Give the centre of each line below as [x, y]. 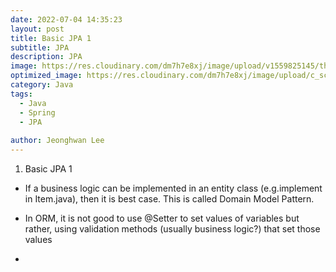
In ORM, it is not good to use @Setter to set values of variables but [162, 218]
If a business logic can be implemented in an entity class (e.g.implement [173, 188]
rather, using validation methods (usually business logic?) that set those [172, 229]
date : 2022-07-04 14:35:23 [66, 19]
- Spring [37, 112]
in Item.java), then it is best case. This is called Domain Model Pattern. [169, 199]
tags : [21, 94]
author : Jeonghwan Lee [57, 141]
